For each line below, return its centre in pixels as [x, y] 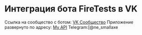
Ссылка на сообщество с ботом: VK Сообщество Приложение [69, 22]
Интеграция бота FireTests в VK [71, 9]
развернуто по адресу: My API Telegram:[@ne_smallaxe [61, 27]
